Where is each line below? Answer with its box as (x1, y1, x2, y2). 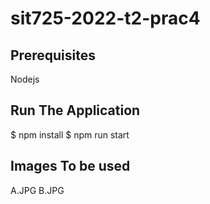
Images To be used (10, 158, 131, 175)
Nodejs (10, 73, 40, 85)
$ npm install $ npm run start (10, 128, 130, 141)
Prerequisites (10, 47, 96, 64)
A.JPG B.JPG (10, 184, 65, 196)
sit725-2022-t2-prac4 (10, 7, 201, 30)
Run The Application (10, 102, 141, 119)
